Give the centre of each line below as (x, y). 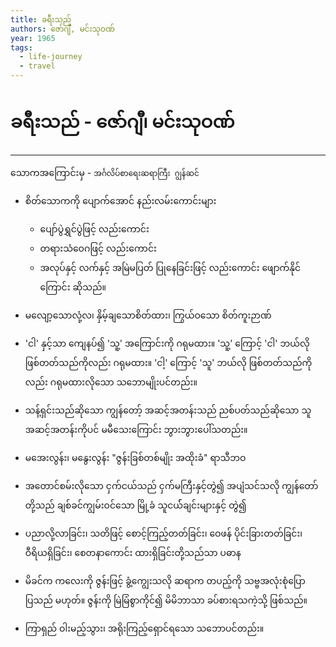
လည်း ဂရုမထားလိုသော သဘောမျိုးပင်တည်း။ (111, 382)
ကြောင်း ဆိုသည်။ (73, 287)
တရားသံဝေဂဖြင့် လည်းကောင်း (98, 248)
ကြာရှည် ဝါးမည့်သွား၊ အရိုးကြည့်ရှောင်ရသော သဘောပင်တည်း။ (144, 628)
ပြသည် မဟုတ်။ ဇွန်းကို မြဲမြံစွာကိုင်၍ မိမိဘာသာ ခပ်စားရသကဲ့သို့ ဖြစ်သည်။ (166, 600)
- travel (37, 66)
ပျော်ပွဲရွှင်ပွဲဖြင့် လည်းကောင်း (94, 228)
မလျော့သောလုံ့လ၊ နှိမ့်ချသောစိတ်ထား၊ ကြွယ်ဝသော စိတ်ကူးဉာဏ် (148, 315)
